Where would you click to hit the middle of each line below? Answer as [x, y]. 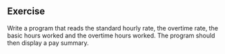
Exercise [26, 11]
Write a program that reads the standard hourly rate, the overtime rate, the [113, 28]
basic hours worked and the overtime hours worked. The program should [111, 35]
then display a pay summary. [48, 43]
